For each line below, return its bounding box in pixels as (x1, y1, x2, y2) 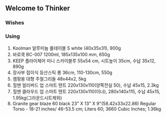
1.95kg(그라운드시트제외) (12, 95, 62, 101)
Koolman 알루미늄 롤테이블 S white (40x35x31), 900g (12, 45, 121, 51)
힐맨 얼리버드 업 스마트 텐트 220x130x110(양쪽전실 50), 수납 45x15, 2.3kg (12, 82, 159, 88)
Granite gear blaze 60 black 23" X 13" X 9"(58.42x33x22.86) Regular (12, 100, 156, 106)
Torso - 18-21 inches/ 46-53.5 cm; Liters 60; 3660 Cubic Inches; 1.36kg (12, 106, 161, 112)
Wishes (5, 19, 24, 26)
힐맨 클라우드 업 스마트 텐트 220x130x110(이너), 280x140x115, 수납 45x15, (12, 88, 160, 94)
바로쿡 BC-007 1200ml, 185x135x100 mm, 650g (12, 51, 110, 57)
